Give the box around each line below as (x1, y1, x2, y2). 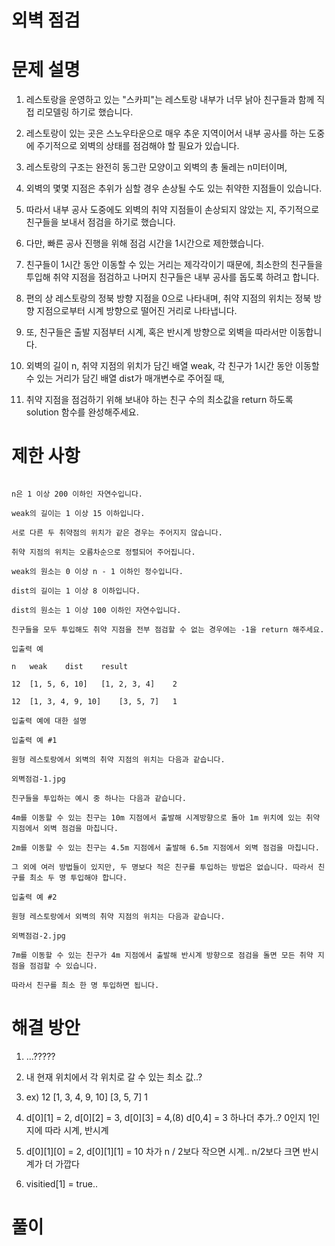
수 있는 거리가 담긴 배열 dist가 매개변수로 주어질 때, (25, 372, 225, 385)
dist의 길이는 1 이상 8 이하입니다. (11, 586, 141, 596)
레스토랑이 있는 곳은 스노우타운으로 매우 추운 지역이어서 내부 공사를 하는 (25, 127, 307, 140)
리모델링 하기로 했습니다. (36, 106, 134, 118)
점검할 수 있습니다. (29, 961, 99, 971)
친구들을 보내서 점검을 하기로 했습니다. (25, 216, 176, 228)
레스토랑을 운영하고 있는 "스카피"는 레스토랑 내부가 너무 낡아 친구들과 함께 (25, 94, 315, 106)
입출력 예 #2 (11, 892, 58, 903)
